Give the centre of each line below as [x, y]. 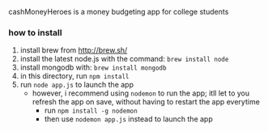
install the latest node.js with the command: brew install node [124, 59]
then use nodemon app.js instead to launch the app [128, 119]
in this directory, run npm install [74, 76]
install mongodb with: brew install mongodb [93, 67]
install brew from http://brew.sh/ [74, 50]
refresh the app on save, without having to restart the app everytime [146, 102]
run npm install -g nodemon [91, 111]
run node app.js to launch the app [77, 85]
